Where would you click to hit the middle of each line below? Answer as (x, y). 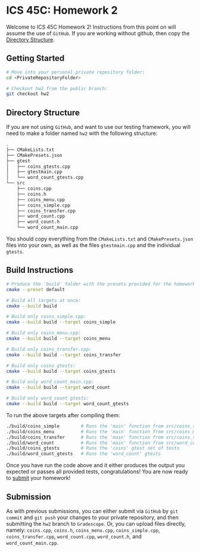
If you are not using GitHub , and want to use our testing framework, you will (99, 127)
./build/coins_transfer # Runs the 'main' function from (85, 437)
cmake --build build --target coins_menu (58, 338)
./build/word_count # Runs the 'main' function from (85, 443)
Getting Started (35, 58)
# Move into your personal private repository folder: (76, 72)
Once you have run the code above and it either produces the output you (96, 465)
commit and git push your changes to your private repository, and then (92, 517)
